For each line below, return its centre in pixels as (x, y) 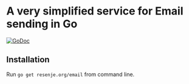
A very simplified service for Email (95, 11)
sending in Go (42, 24)
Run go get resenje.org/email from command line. (70, 74)
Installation (28, 60)
